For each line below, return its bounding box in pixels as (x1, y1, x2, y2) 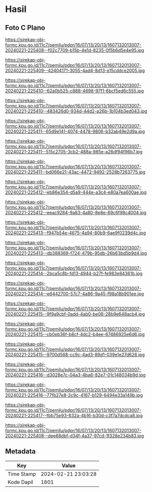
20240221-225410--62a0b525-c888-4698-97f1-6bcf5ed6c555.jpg (5, 88, 144, 93)
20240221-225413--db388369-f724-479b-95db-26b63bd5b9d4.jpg (5, 250, 147, 256)
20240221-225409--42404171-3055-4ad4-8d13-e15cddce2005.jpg (5, 67, 145, 73)
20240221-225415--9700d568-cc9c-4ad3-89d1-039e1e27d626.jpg (5, 352, 145, 358)
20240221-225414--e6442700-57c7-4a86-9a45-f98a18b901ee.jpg (5, 291, 145, 297)
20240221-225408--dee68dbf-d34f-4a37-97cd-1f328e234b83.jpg (5, 433, 145, 439)
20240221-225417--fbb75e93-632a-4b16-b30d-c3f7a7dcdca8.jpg (5, 413, 143, 418)
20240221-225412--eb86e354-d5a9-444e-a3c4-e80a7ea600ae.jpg (5, 189, 147, 195)
